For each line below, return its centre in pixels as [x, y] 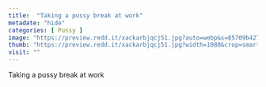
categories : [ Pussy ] [46, 30]
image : [19, 38]
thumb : [19, 45]
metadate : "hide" [37, 23]
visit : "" [25, 52]
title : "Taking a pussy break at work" [76, 15]
